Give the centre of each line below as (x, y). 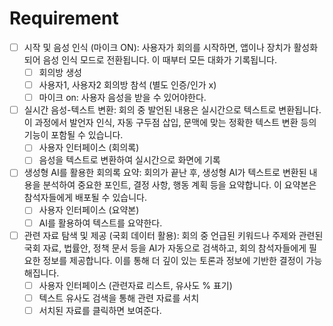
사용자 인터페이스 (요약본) (89, 210)
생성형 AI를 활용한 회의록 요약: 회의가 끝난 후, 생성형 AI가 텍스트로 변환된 (165, 173)
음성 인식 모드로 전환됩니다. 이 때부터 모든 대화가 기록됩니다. (159, 60)
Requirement (64, 18)
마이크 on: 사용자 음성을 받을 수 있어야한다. (122, 98)
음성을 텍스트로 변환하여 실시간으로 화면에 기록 (129, 160)
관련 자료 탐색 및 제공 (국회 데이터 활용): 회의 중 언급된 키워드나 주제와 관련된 (173, 235)
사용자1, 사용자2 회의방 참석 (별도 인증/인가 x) (127, 85)
